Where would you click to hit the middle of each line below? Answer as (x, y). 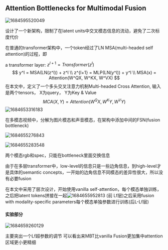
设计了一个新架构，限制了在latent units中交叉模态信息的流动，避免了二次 (80, 31)
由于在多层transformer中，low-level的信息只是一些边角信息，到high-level (81, 166)
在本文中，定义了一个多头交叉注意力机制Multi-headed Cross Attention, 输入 (83, 86)
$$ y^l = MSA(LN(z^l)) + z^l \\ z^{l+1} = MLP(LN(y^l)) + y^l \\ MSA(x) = (84, 73)
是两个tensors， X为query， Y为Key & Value (51, 93)
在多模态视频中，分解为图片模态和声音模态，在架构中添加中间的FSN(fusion (83, 120)
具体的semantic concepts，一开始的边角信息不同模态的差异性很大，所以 (84, 172)
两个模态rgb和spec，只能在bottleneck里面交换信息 (58, 156)
